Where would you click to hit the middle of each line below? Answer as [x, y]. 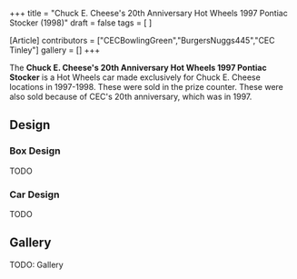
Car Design [35, 194]
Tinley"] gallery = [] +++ [55, 50]
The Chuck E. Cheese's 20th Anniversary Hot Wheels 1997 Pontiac [138, 68]
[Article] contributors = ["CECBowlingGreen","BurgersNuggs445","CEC [142, 40]
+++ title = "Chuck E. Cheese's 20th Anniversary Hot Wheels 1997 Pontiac [148, 13]
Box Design [35, 151]
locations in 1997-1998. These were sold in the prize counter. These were [147, 87]
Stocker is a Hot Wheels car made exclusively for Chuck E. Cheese [135, 77]
